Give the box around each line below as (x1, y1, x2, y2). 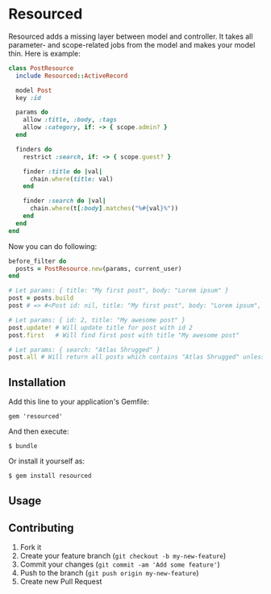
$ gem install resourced (8, 472, 92, 480)
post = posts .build (8, 294, 74, 302)
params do (15, 108, 48, 117)
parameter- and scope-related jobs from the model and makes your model (8, 39, 256, 49)
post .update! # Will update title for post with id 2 (8, 323, 194, 331)
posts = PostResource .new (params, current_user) (15, 264, 182, 272)
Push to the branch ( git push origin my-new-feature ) (19, 568, 199, 578)
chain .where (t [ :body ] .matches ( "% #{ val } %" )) (29, 205, 179, 213)
